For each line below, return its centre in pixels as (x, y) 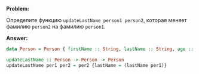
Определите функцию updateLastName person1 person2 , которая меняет (97, 20)
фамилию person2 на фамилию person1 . (56, 27)
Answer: (17, 38)
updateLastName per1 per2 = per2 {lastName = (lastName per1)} (87, 65)
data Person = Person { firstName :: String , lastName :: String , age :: (100, 49)
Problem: (18, 9)
